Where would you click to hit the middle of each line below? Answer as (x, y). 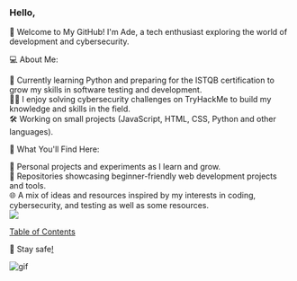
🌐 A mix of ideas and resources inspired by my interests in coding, (133, 196)
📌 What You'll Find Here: (54, 149)
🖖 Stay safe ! (31, 250)
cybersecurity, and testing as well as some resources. (109, 206)
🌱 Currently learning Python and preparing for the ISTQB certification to (142, 80)
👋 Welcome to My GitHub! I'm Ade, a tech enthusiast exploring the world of (148, 32)
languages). (31, 132)
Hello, (22, 13)
